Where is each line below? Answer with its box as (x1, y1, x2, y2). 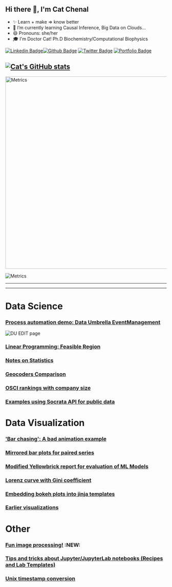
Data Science (5, 300, 63, 312)
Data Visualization (5, 417, 85, 429)
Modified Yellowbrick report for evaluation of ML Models (5, 462, 148, 470)
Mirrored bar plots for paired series (5, 449, 95, 456)
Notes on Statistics (5, 357, 54, 364)
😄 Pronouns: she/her (12, 30, 58, 36)
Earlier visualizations (5, 504, 59, 511)
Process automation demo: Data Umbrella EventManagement (5, 318, 161, 326)
